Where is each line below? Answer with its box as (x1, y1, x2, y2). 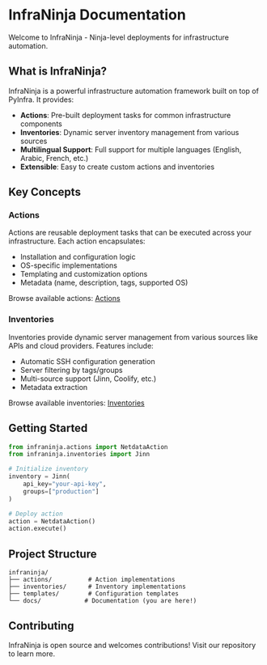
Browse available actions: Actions (8, 294, 121, 303)
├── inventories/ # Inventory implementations (8, 582, 186, 591)
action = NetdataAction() (8, 517, 95, 525)
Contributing (8, 619, 74, 633)
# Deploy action (8, 510, 63, 518)
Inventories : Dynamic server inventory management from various (19, 127, 239, 137)
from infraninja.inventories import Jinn (8, 451, 150, 459)
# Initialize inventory (8, 465, 89, 473)
